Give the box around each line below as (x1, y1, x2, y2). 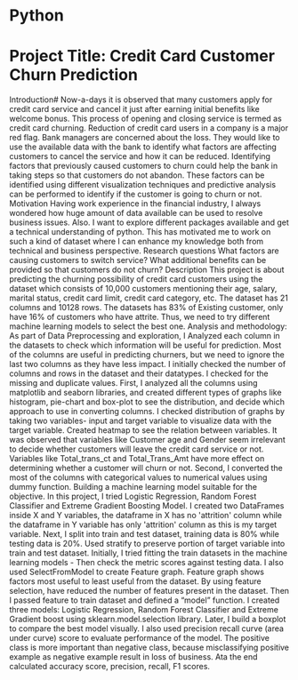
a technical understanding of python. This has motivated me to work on (9, 227, 271, 237)
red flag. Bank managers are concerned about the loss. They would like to (9, 132, 280, 143)
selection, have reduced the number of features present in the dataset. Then (9, 586, 290, 596)
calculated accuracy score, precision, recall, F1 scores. (9, 661, 211, 672)
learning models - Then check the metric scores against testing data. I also (9, 557, 285, 568)
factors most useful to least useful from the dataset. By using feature (9, 576, 262, 587)
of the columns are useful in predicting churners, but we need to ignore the (9, 349, 285, 360)
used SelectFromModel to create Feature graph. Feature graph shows (9, 566, 265, 578)
